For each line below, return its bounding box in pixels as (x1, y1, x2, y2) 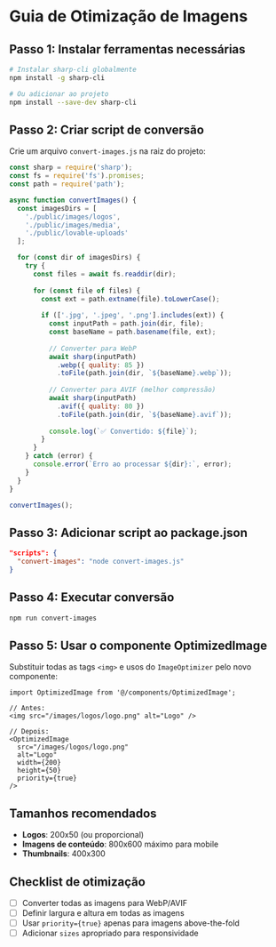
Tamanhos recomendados (9, 806, 157, 821)
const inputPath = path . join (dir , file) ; (48, 319, 204, 328)
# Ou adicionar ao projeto (9, 89, 109, 99)
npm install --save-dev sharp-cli (9, 98, 138, 107)
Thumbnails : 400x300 (21, 848, 106, 859)
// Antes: (9, 704, 46, 713)
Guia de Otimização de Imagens (9, 6, 248, 27)
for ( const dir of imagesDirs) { (17, 253, 141, 262)
